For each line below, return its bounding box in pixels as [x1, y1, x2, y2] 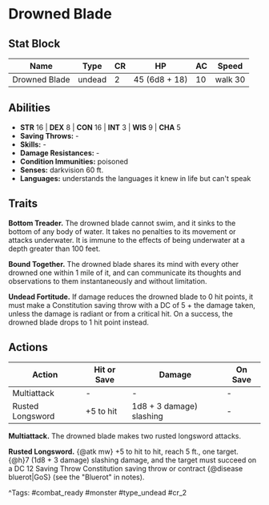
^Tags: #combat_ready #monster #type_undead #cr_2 [8, 488, 187, 498]
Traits [8, 197, 38, 211]
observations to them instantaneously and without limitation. [8, 276, 207, 285]
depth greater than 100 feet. [8, 244, 101, 253]
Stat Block [8, 37, 61, 50]
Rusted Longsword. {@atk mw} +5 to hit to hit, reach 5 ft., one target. [8, 446, 239, 457]
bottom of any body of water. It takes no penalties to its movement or [8, 226, 236, 236]
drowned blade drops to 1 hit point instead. [8, 317, 150, 327]
